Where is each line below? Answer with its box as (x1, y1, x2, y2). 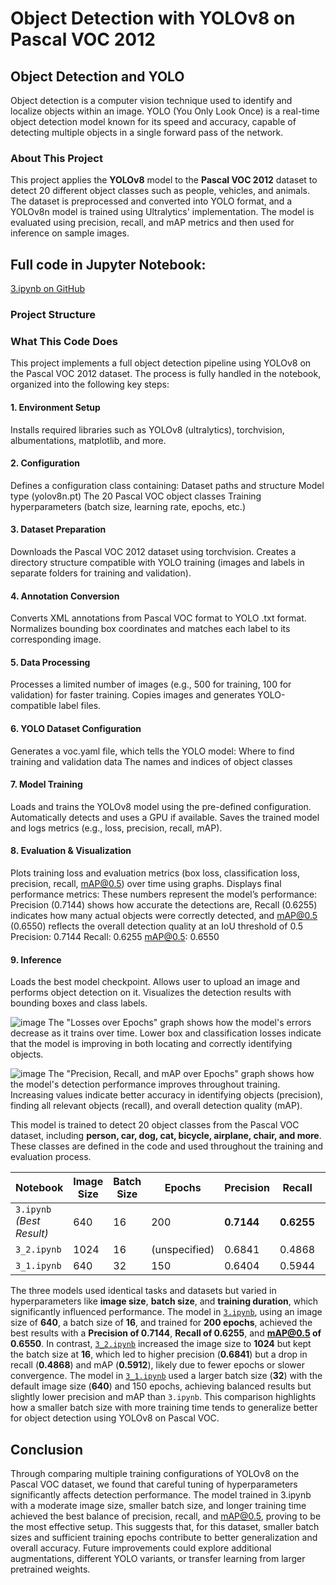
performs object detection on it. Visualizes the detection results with (10, 987, 292, 999)
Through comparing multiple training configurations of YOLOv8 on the (10, 1467, 300, 1479)
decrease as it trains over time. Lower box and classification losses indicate (10, 1027, 322, 1039)
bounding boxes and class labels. (10, 997, 148, 1009)
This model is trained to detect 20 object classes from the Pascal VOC (10, 1119, 300, 1131)
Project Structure (10, 308, 96, 322)
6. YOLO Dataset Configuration (10, 722, 142, 734)
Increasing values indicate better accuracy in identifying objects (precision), (10, 1089, 324, 1101)
